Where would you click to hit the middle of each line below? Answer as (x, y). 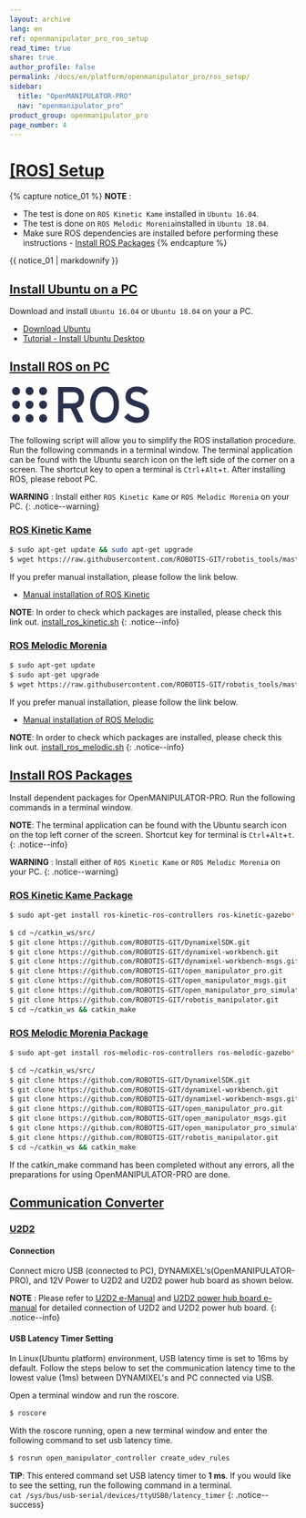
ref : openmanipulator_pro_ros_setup (79, 38)
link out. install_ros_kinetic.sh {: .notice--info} (95, 621)
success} (27, 1505)
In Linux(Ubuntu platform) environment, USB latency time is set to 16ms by (149, 1359)
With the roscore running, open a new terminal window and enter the (138, 1431)
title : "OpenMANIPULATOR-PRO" (75, 96)
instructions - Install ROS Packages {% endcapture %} (125, 243)
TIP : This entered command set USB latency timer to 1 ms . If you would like (150, 1476)
